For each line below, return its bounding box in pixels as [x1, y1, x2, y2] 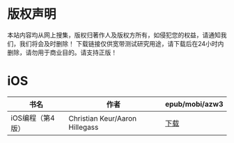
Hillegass [68, 122, 99, 132]
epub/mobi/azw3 [164, 99, 224, 109]
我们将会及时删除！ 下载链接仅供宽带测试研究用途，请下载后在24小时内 [19, 39, 224, 47]
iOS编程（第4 [10, 113, 55, 123]
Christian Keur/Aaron [68, 113, 137, 123]
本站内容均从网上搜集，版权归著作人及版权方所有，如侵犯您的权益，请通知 [7, 31, 221, 39]
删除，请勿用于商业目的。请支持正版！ [7, 48, 117, 57]
